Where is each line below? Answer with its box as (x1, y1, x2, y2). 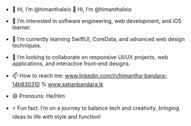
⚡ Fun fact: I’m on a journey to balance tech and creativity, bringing (11, 104, 180, 112)
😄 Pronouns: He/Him (11, 92, 65, 99)
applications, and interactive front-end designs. (11, 60, 131, 67)
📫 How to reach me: (11, 72, 64, 79)
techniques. (11, 42, 42, 49)
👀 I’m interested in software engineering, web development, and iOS (11, 17, 182, 24)
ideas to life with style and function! (11, 113, 102, 120)
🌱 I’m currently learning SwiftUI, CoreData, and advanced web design (11, 36, 186, 42)
